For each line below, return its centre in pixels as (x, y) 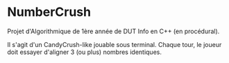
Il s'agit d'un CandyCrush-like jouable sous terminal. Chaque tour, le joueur (114, 44)
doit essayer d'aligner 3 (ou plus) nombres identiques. (84, 52)
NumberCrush (49, 12)
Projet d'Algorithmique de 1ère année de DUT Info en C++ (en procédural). (113, 31)
